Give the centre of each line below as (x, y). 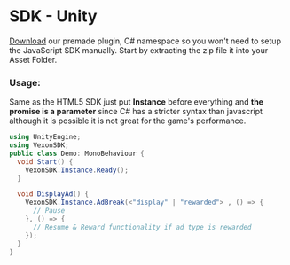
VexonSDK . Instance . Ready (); (77, 170)
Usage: (25, 82)
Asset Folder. (33, 59)
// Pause (49, 211)
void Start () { (45, 161)
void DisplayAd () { (53, 194)
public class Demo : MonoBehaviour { (77, 153)
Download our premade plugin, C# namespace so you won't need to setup (145, 41)
